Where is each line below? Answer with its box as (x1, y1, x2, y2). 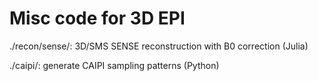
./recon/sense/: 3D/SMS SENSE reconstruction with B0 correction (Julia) (9, 40, 309, 52)
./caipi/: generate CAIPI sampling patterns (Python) (9, 59, 220, 71)
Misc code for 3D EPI (9, 7, 186, 30)
